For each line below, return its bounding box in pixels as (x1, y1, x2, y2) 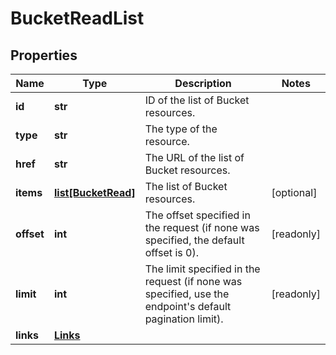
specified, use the (144, 287, 230, 301)
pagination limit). (144, 312, 224, 326)
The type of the (144, 122, 218, 136)
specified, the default (144, 233, 245, 247)
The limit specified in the (144, 262, 261, 276)
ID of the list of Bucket (144, 93, 250, 107)
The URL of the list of (144, 151, 245, 164)
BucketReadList (10, 7, 145, 30)
